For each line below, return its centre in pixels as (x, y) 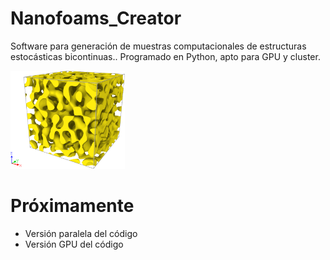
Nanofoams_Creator (96, 18)
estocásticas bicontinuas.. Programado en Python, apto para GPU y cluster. (165, 56)
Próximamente (72, 206)
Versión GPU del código (74, 244)
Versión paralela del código (81, 234)
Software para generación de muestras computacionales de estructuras (158, 46)
